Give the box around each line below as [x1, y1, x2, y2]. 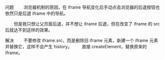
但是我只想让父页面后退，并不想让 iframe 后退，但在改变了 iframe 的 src [13, 21, 160, 27]
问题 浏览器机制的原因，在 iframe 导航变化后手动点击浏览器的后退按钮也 [5, 4, 160, 10]
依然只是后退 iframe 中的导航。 [5, 10, 68, 16]
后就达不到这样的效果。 [5, 27, 53, 33]
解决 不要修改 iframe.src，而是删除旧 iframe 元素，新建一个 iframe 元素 [5, 37, 159, 43]
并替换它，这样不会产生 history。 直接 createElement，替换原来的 [5, 44, 147, 49]
